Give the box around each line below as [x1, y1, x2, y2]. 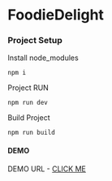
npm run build [7, 128, 56, 137]
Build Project [7, 113, 50, 123]
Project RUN [7, 83, 50, 93]
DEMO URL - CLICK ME [7, 164, 87, 174]
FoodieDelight [7, 6, 105, 24]
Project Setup [7, 35, 62, 46]
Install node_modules [7, 53, 79, 62]
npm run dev [7, 99, 48, 107]
